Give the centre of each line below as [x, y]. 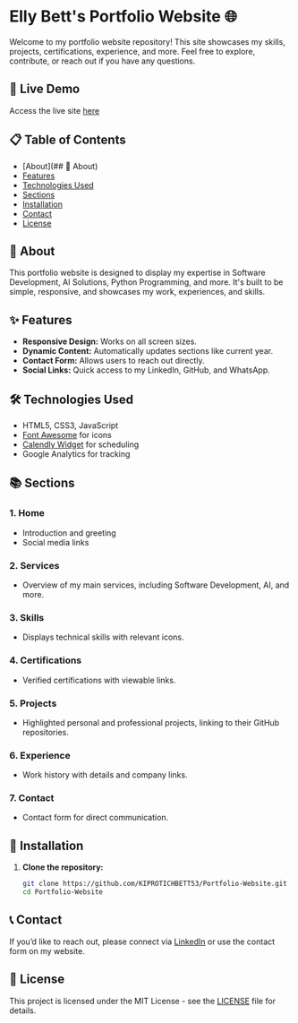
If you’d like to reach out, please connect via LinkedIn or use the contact [142, 941]
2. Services [34, 565]
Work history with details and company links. [105, 775]
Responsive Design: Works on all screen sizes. [109, 341]
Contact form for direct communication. [95, 818]
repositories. [45, 732]
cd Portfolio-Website [62, 892]
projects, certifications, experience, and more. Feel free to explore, [132, 51]
